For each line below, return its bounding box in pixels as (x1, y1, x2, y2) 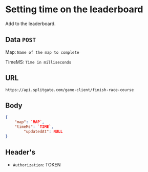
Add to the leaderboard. (5, 20, 56, 27)
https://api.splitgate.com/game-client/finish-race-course (5, 87, 134, 93)
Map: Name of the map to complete (5, 49, 79, 55)
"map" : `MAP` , (14, 119, 45, 125)
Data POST (5, 35, 36, 44)
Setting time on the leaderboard (5, 4, 143, 15)
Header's (5, 148, 36, 157)
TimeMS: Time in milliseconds (5, 59, 72, 65)
